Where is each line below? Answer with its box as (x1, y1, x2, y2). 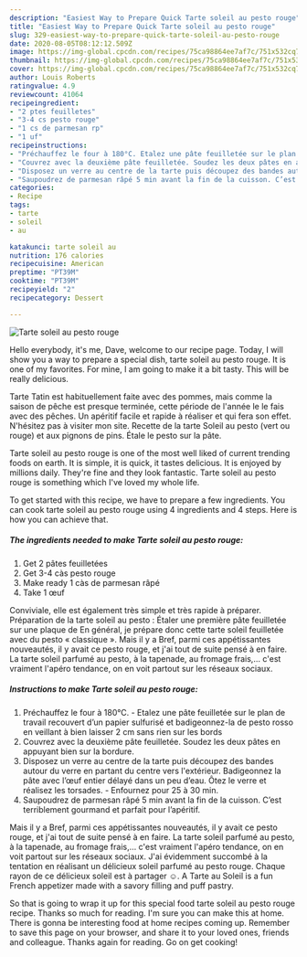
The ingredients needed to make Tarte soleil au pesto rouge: (9, 535, 244, 546)
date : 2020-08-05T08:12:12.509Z (9, 38, 132, 48)
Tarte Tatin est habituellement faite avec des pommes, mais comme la (9, 390, 272, 402)
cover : (9, 65, 35, 74)
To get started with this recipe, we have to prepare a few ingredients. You (9, 494, 286, 505)
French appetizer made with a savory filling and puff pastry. (9, 879, 235, 891)
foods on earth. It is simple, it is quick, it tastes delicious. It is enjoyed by (9, 457, 281, 468)
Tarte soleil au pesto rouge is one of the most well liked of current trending (9, 447, 291, 458)
